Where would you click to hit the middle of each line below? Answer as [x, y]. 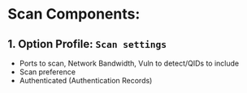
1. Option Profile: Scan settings [87, 44]
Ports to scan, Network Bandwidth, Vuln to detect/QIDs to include [129, 63]
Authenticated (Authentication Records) [86, 80]
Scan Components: [74, 14]
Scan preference [48, 72]
